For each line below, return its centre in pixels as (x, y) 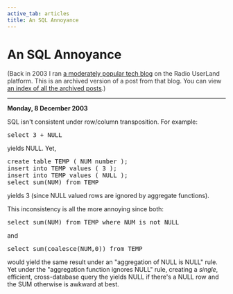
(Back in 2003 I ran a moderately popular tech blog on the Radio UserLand (114, 74)
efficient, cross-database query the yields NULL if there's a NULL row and (113, 277)
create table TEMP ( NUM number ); (68, 162)
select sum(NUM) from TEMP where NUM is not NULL (93, 222)
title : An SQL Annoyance (43, 20)
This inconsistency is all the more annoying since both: (86, 209)
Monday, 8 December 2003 (48, 108)
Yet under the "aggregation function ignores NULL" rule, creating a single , (113, 270)
